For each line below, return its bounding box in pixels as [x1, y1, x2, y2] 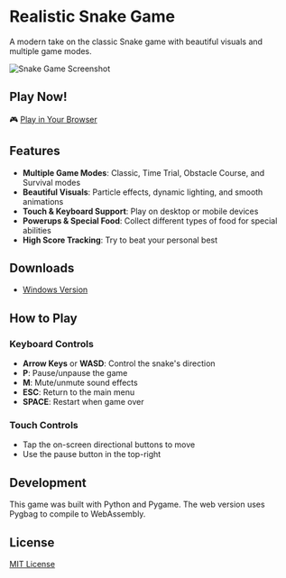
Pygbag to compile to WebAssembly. [9, 509, 146, 519]
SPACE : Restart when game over [22, 397, 144, 408]
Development [9, 475, 88, 491]
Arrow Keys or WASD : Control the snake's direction [22, 358, 216, 369]
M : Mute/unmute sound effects [22, 377, 138, 389]
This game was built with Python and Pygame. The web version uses [9, 499, 265, 510]
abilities [22, 225, 51, 235]
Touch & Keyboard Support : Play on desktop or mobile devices [22, 206, 259, 216]
